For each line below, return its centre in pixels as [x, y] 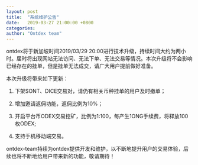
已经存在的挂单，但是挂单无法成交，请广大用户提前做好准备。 [81, 66]
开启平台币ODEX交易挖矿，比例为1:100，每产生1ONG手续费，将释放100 [101, 117]
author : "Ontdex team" [34, 34]
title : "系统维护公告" [33, 17]
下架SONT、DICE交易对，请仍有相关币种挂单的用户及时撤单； [90, 91]
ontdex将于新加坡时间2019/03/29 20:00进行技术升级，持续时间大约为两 [94, 51]
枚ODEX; [25, 124]
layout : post [22, 12]
